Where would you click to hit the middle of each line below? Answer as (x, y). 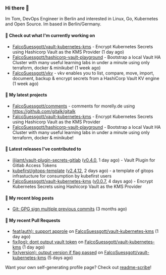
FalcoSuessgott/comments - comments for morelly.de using (74, 106)
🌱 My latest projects (26, 95)
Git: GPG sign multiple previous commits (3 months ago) (70, 209)
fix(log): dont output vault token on (48, 242)
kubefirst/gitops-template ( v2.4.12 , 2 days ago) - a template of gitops (83, 171)
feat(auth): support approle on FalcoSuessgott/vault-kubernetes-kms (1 (85, 231)
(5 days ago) (60, 258)
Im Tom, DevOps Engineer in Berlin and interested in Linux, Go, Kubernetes (82, 19)
